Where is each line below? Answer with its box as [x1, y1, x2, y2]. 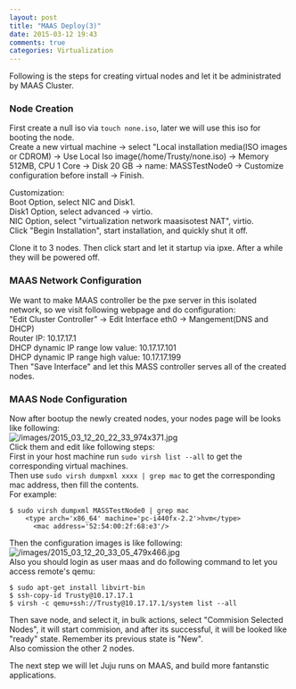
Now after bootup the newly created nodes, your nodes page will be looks [9, 413, 282, 424]
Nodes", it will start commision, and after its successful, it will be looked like [9, 624, 287, 635]
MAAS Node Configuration [9, 393, 127, 405]
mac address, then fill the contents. [9, 479, 139, 491]
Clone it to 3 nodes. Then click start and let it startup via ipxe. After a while [9, 243, 284, 253]
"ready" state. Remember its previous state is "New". [9, 634, 203, 644]
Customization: [9, 187, 65, 198]
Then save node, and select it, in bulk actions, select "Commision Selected [9, 615, 284, 626]
